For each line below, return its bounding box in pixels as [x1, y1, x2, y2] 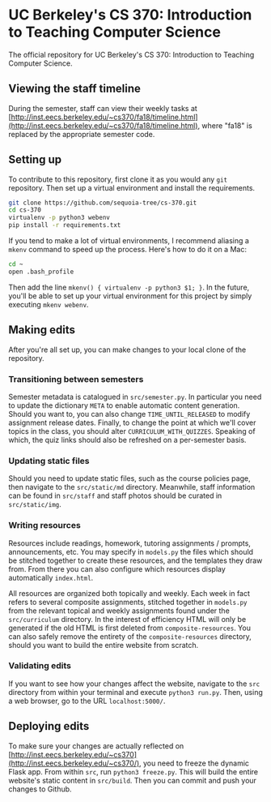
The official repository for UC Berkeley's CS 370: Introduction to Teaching [8, 49, 255, 59]
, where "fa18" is [197, 120, 252, 131]
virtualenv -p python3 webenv [8, 213, 111, 222]
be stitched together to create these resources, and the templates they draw [8, 555, 263, 565]
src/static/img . [8, 500, 62, 509]
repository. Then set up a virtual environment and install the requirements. [8, 182, 256, 192]
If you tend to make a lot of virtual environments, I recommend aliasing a [8, 236, 249, 246]
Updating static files [8, 455, 90, 466]
